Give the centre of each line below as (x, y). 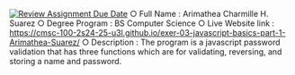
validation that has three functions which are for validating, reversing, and (146, 52)
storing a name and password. (66, 61)
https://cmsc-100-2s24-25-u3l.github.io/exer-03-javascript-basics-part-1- (147, 33)
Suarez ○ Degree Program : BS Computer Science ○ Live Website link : (142, 23)
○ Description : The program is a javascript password (181, 42)
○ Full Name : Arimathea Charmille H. (199, 14)
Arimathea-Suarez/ (45, 42)
